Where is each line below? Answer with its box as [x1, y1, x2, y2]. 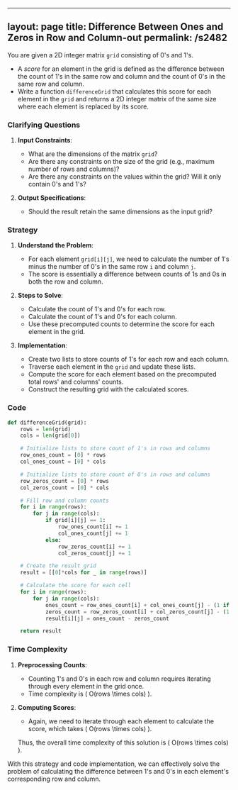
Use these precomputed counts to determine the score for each [28, 320, 215, 328]
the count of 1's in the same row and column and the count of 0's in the [17, 72, 226, 80]
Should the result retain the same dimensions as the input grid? [28, 207, 212, 216]
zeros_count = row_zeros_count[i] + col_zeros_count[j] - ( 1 [45, 608, 230, 616]
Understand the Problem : [17, 241, 93, 250]
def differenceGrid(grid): [7, 419, 87, 426]
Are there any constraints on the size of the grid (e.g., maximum [28, 157, 215, 166]
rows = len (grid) [20, 425, 72, 433]
